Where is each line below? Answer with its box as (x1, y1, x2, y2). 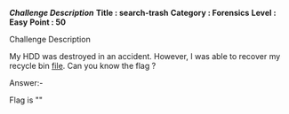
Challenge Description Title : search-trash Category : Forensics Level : (9, 8, 277, 18)
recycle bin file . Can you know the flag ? (9, 61, 157, 71)
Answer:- (9, 78, 44, 87)
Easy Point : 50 (9, 17, 67, 27)
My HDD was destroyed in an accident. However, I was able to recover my (9, 51, 281, 61)
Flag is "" (9, 95, 43, 105)
